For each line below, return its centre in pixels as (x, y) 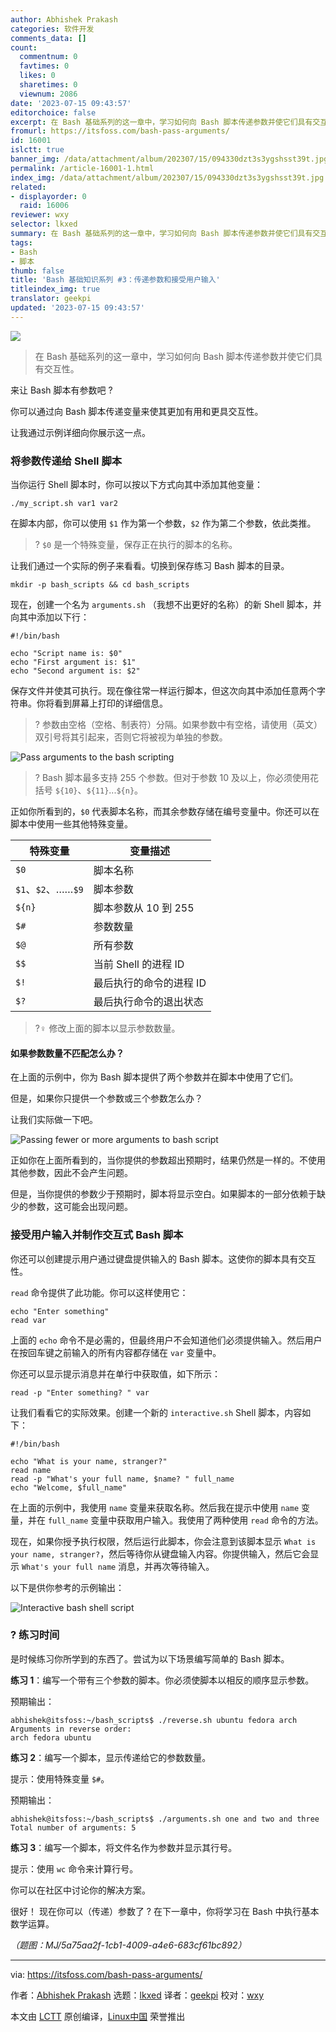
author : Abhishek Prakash (64, 19)
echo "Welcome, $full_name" (69, 1487)
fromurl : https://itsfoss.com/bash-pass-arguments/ (120, 131)
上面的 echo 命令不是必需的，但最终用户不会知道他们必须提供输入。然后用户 (166, 1340)
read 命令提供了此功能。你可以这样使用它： (99, 1292)
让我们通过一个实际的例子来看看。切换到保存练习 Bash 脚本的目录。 (150, 566)
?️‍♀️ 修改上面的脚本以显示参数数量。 (107, 1028)
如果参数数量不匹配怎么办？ (67, 1053)
